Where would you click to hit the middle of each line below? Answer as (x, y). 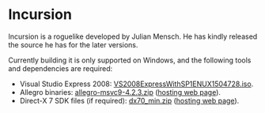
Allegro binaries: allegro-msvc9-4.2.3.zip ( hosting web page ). (120, 92)
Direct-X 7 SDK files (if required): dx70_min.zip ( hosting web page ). (129, 100)
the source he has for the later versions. (73, 44)
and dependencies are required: (61, 68)
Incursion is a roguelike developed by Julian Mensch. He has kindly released (133, 36)
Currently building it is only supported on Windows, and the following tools (130, 60)
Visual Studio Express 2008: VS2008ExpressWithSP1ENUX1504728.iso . (136, 84)
